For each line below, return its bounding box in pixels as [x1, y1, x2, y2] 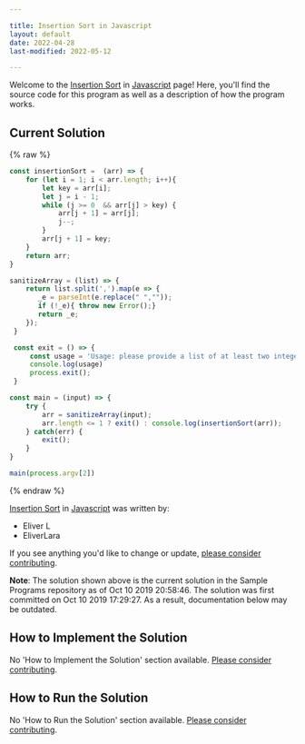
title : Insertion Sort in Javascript [9, 21, 152, 30]
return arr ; [25, 251, 71, 260]
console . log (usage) [29, 360, 103, 369]
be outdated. [9, 603, 57, 614]
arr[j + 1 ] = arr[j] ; [57, 209, 141, 218]
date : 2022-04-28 [9, 38, 75, 47]
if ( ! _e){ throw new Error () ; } [37, 302, 156, 311]
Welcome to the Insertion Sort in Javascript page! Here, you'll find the [9, 79, 271, 91]
